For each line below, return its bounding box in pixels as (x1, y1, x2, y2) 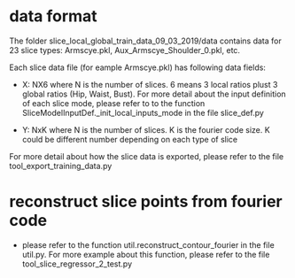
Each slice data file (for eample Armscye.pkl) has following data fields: (9, 62, 266, 73)
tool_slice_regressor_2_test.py (21, 259, 133, 269)
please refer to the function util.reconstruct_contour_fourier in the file (21, 239, 275, 250)
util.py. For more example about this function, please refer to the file (21, 249, 270, 259)
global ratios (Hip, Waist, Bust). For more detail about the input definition (21, 89, 286, 99)
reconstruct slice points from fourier (9, 192, 283, 212)
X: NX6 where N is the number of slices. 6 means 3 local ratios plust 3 (21, 79, 278, 89)
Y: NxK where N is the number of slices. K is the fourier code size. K (21, 124, 270, 135)
